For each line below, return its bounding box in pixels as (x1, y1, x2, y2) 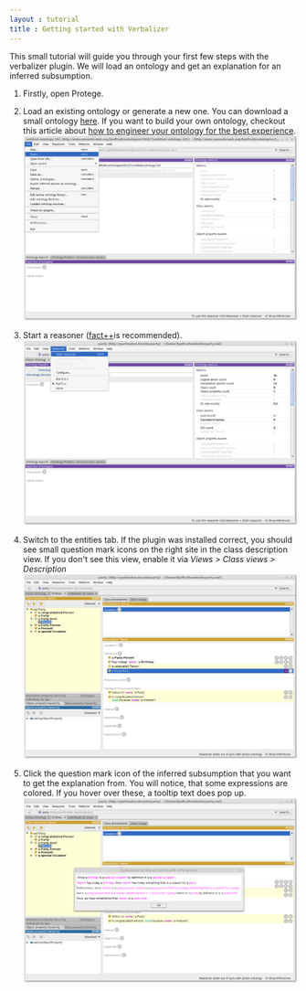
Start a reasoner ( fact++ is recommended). (22, 329, 183, 340)
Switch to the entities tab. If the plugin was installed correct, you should (22, 534, 292, 545)
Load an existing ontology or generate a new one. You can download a (22, 105, 289, 116)
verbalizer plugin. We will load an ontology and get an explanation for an (9, 60, 281, 71)
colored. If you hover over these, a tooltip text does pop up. (22, 787, 247, 798)
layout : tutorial (9, 15, 79, 24)
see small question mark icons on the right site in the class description (22, 544, 288, 555)
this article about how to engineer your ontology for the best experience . (22, 124, 297, 136)
